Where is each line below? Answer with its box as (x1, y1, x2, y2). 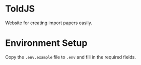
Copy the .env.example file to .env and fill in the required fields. (5, 54, 136, 60)
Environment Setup (5, 37, 88, 49)
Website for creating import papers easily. (5, 20, 92, 26)
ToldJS (5, 3, 35, 15)
